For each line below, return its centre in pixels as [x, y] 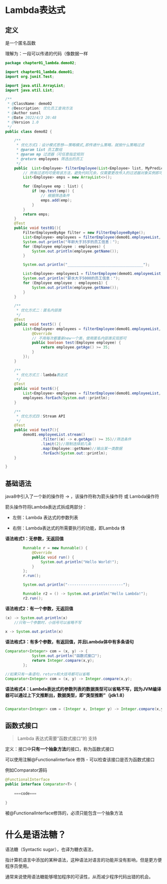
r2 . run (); [33, 598]
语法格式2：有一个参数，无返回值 [39, 608]
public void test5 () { [38, 324]
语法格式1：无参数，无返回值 [35, 539]
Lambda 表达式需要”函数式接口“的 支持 [57, 738]
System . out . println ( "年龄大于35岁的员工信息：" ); [71, 242]
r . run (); [32, 576]
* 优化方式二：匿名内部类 [39, 310]
